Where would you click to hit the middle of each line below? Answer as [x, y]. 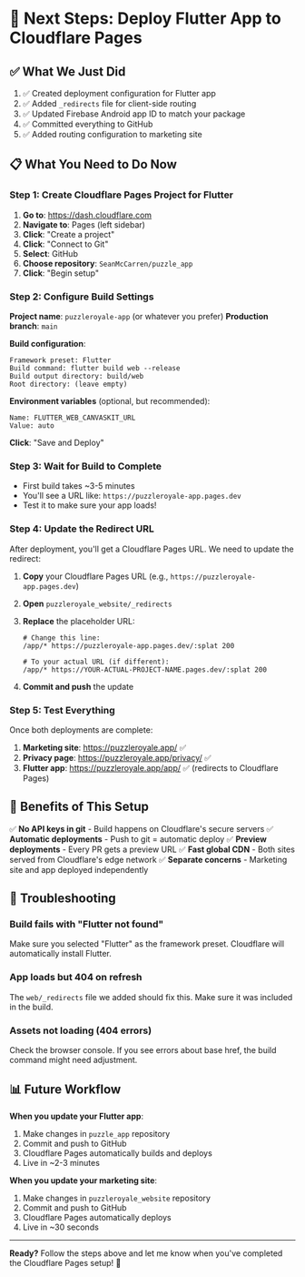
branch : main [34, 326]
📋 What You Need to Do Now [93, 164]
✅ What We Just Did [68, 71]
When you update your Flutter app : [76, 1116]
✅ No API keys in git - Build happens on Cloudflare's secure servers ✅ [142, 828]
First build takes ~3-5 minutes [79, 486]
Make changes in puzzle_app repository [96, 1133]
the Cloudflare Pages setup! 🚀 [65, 1262]
